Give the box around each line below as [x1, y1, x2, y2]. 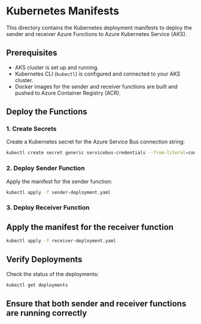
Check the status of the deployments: [6, 270, 99, 277]
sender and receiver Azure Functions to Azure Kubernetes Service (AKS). [6, 30, 187, 37]
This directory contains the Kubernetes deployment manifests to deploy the [6, 24, 193, 31]
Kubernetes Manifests [6, 4, 120, 18]
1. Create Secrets [6, 125, 57, 133]
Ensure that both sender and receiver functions [6, 299, 187, 309]
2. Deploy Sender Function [6, 164, 85, 172]
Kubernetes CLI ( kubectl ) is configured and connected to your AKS [14, 70, 181, 77]
